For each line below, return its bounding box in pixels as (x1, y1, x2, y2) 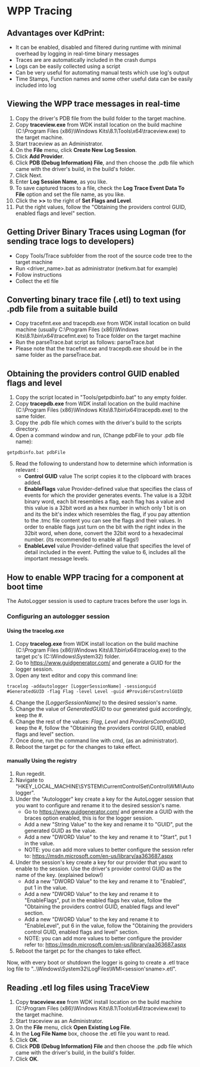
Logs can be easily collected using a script (15, 63, 121, 70)
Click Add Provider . (15, 153, 64, 160)
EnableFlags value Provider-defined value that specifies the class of (24, 486, 193, 493)
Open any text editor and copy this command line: (15, 672, 138, 679)
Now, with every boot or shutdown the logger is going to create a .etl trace (7, 959, 189, 966)
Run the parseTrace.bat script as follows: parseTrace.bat (15, 338, 154, 346)
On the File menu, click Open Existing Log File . (15, 1024, 132, 1031)
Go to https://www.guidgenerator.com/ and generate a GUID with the (24, 808, 193, 816)
